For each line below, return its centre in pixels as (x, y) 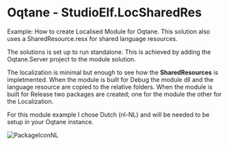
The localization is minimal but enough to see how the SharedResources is (113, 72)
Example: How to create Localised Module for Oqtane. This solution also (109, 31)
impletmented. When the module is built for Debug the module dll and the (110, 79)
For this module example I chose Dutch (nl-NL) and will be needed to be (108, 115)
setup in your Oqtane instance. (51, 121)
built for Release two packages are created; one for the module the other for (114, 94)
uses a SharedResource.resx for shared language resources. (92, 38)
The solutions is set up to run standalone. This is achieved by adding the (109, 52)
